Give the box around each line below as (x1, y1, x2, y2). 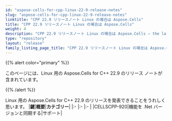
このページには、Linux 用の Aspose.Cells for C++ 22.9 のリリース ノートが (5, 70, 163, 76)
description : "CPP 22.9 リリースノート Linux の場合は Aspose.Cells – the (5, 31, 160, 36)
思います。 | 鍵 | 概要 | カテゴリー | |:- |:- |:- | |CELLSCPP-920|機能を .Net (5, 103, 153, 110)
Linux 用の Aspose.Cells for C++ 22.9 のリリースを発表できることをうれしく (5, 97, 166, 103)
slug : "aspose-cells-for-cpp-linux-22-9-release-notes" (5, 12, 127, 17)
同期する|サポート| (23, 110, 62, 116)
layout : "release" (5, 41, 45, 46)
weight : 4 (5, 27, 27, 32)
